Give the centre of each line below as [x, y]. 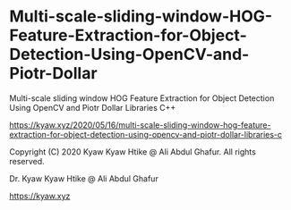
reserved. [27, 161]
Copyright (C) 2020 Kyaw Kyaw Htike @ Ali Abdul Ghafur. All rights [133, 151]
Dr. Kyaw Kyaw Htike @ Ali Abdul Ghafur [84, 178]
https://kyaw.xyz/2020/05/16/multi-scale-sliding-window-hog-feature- [140, 125]
